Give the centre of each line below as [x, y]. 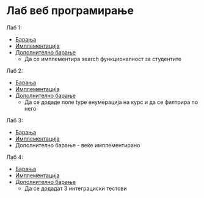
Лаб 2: [15, 70]
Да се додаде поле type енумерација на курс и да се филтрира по [111, 102]
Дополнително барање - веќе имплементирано [78, 145]
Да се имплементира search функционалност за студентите [103, 59]
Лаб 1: [14, 28]
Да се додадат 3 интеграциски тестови [75, 188]
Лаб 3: [15, 120]
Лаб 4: [15, 157]
